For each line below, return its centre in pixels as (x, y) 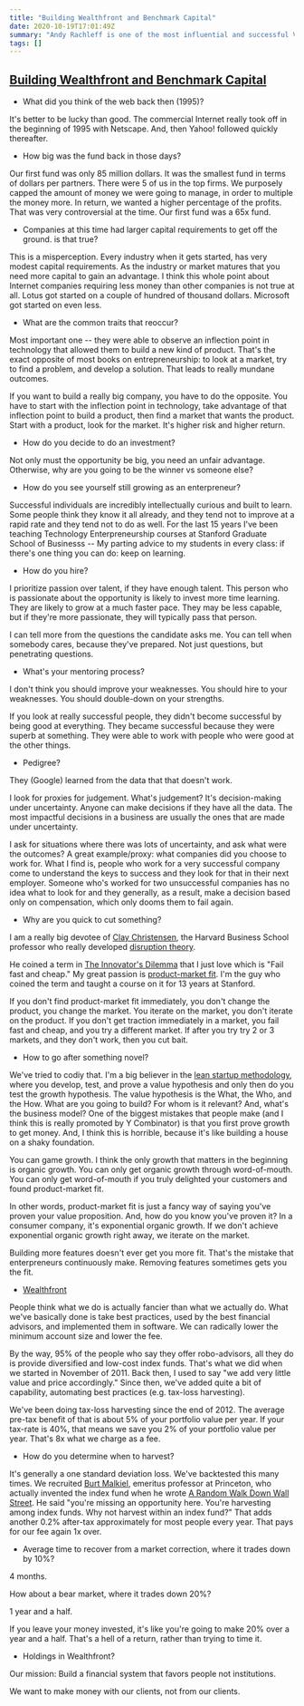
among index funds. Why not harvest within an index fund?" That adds (141, 1512)
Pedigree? (41, 763)
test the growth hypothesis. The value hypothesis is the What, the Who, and (151, 1094)
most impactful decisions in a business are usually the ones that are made (147, 818)
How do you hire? (55, 571)
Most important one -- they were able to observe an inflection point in (139, 340)
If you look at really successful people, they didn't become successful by (146, 716)
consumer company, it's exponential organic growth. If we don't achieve (144, 1226)
